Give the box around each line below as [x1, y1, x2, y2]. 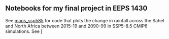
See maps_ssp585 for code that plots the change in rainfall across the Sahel [5, 17, 164, 23]
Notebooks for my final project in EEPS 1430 [5, 4, 148, 13]
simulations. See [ [5, 28, 43, 34]
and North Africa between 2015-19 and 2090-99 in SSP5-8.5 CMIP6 [5, 23, 148, 29]
